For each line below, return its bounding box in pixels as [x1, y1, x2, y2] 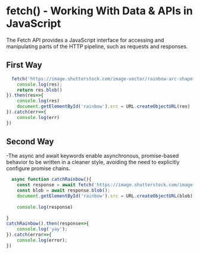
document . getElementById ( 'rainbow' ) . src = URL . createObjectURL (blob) [17, 193, 193, 199]
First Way [6, 60, 43, 70]
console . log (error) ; [17, 237, 68, 243]
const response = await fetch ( [17, 182, 95, 188]
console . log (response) [17, 204, 73, 210]
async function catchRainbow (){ [11, 177, 92, 183]
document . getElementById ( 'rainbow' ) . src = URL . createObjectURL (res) [17, 104, 190, 109]
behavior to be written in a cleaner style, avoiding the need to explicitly [6, 159, 180, 166]
